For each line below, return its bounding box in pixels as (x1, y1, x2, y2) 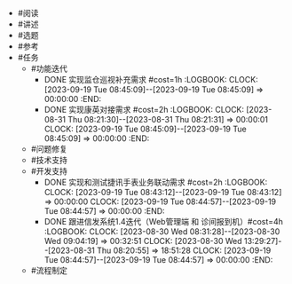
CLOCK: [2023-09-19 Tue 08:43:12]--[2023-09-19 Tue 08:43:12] (43, 187, 282, 197)
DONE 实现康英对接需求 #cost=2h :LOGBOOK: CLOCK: (43, 105, 245, 114)
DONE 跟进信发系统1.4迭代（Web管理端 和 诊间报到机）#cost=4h (43, 217, 284, 226)
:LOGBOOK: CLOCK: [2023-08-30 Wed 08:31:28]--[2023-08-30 (43, 226, 280, 237)
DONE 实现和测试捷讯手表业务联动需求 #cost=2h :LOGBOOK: (43, 177, 268, 187)
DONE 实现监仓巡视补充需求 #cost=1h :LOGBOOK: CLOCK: (43, 75, 259, 84)
